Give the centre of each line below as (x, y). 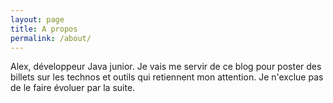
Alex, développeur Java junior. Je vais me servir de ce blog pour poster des (166, 67)
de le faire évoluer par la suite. (73, 88)
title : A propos (44, 29)
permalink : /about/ (51, 38)
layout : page (37, 19)
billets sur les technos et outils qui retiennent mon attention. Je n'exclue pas (167, 77)
